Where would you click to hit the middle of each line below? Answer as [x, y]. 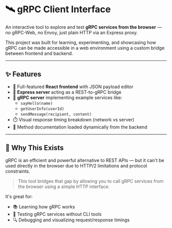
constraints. [18, 171]
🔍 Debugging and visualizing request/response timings [71, 220]
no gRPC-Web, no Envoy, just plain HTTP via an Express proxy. [72, 32]
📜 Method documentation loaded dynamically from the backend [80, 127]
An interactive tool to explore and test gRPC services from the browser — [84, 27]
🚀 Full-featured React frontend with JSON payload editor [73, 87]
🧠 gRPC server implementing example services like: [67, 97]
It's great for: [19, 196]
